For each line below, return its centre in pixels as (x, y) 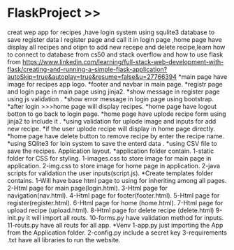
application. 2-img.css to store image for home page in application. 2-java (114, 166)
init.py (16, 217)
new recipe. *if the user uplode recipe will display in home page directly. (111, 128)
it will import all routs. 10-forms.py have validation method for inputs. (125, 217)
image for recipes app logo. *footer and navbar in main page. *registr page (115, 84)
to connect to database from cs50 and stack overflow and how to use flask (115, 54)
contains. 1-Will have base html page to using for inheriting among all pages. (117, 180)
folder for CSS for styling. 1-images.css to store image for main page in (109, 158)
